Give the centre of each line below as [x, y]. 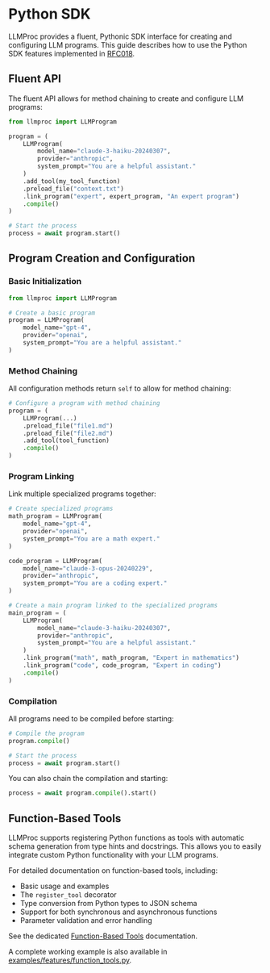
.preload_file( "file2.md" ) [68, 433]
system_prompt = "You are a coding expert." [95, 583]
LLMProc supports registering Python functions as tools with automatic [127, 838]
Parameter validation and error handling [86, 921]
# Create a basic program [52, 313]
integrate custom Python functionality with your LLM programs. [114, 855]
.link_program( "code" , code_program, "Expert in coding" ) [122, 666]
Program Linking [42, 477]
